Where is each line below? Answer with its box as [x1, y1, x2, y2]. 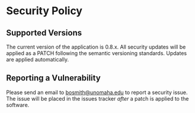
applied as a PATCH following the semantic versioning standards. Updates [6, 50, 187, 57]
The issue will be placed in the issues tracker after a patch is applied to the [6, 95, 189, 102]
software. [6, 101, 30, 108]
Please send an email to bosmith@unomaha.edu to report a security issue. [6, 89, 188, 96]
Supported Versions [6, 28, 82, 38]
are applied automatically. [6, 56, 69, 63]
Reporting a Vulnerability [6, 73, 101, 83]
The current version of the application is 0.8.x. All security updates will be [6, 43, 186, 50]
